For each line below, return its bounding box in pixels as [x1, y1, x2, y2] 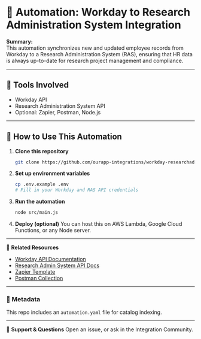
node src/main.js [14, 210, 59, 216]
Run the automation [14, 198, 65, 205]
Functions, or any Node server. [14, 227, 92, 234]
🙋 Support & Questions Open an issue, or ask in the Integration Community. [6, 326, 193, 333]
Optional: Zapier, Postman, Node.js [14, 108, 101, 116]
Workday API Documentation [14, 256, 87, 263]
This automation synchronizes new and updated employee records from [6, 44, 184, 52]
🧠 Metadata [6, 295, 41, 303]
